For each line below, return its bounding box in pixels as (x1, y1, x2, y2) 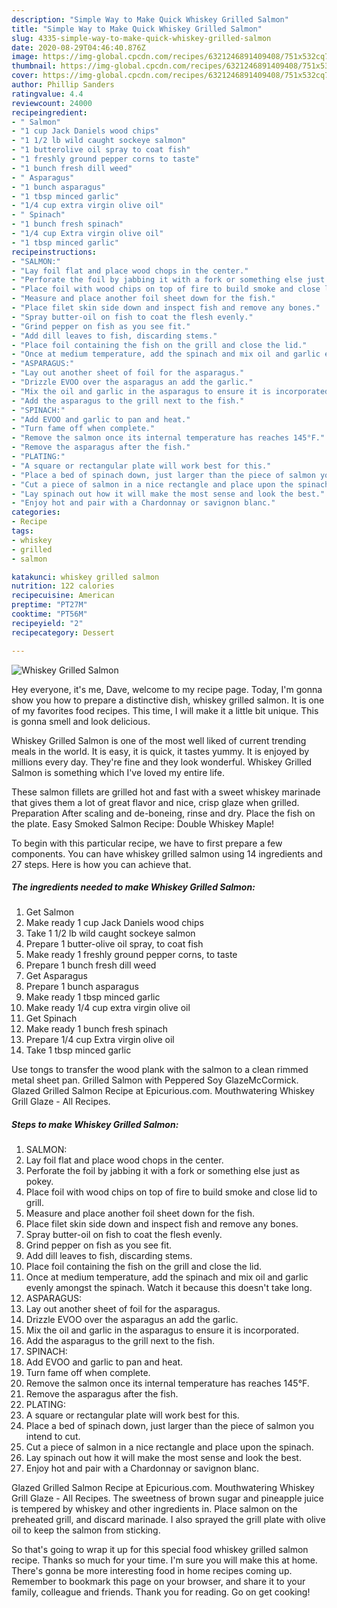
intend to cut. (25, 1431, 81, 1443)
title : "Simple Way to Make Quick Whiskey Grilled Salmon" (11, 24, 263, 34)
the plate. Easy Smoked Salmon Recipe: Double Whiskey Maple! (11, 817, 275, 830)
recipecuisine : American (11, 591, 115, 601)
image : (11, 52, 39, 62)
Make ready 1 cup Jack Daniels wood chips (25, 917, 204, 929)
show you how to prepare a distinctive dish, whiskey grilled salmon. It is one (11, 694, 325, 706)
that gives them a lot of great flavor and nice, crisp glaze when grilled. (11, 796, 300, 808)
